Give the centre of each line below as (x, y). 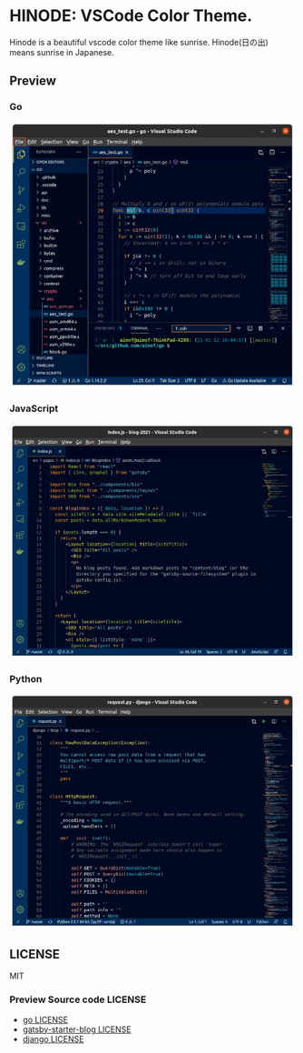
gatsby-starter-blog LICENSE (77, 1029)
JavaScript (34, 408)
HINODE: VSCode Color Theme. (131, 16)
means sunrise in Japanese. (62, 52)
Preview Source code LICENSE (78, 999)
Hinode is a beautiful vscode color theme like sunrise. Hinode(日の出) (139, 42)
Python (26, 678)
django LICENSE (53, 1038)
